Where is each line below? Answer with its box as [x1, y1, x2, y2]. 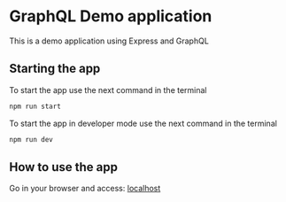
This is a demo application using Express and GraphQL [9, 35, 210, 46]
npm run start [9, 102, 62, 111]
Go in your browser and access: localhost [9, 183, 161, 194]
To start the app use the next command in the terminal [9, 84, 207, 95]
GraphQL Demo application [9, 6, 213, 27]
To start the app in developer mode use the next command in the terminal [9, 118, 277, 128]
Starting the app [9, 61, 101, 76]
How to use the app [9, 159, 118, 175]
